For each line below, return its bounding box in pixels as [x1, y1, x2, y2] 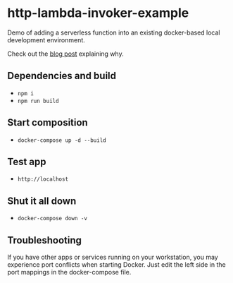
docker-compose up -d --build [17, 136, 107, 144]
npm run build [17, 97, 59, 104]
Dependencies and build [7, 70, 117, 82]
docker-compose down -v [17, 215, 88, 222]
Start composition [7, 116, 88, 128]
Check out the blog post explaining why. [7, 49, 125, 58]
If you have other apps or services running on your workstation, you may [7, 253, 218, 261]
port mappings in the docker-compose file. [7, 268, 132, 276]
